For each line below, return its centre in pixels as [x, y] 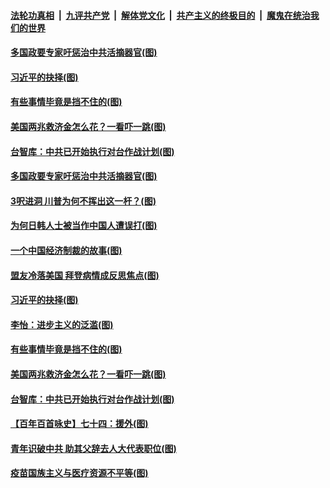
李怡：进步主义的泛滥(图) [62, 324]
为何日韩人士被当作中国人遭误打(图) [84, 226]
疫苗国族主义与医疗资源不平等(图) [79, 473]
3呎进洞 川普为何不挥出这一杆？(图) [83, 201]
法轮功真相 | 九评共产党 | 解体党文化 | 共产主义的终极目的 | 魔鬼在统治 [160, 15]
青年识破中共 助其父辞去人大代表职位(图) [93, 448]
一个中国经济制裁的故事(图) [66, 250]
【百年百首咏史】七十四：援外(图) [79, 424]
